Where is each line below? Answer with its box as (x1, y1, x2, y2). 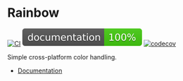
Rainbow (7, 5, 60, 21)
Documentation (17, 66, 63, 75)
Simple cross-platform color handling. (7, 52, 118, 61)
